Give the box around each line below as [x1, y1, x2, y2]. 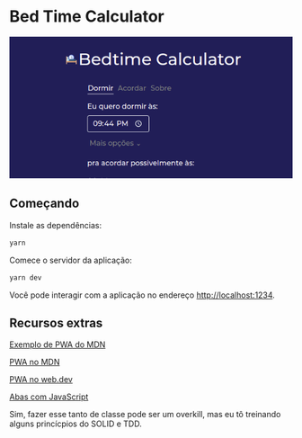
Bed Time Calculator [9, 6, 164, 27]
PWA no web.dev [9, 374, 74, 385]
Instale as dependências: [9, 219, 102, 230]
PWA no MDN [9, 357, 60, 368]
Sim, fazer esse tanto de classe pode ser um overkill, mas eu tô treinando [9, 409, 281, 420]
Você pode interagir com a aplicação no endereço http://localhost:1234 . [9, 290, 276, 300]
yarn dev [9, 273, 42, 282]
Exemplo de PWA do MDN [9, 339, 106, 350]
